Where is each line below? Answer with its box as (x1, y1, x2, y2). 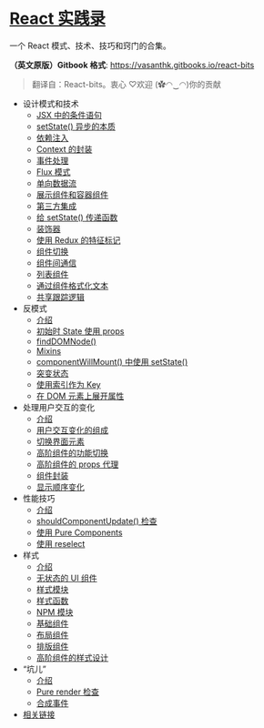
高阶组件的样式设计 (36, 652, 109, 662)
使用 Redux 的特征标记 (36, 234, 121, 246)
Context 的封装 (36, 143, 93, 155)
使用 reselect (36, 538, 86, 549)
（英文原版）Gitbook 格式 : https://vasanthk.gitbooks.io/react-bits (9, 59, 255, 70)
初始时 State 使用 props (36, 325, 125, 337)
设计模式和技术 (22, 97, 79, 109)
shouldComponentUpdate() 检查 (36, 515, 157, 526)
